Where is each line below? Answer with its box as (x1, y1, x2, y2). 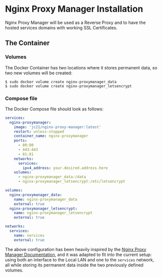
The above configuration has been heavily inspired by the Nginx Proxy (5, 246, 146, 252)
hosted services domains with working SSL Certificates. (5, 24, 118, 30)
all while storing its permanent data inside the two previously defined (5, 262, 144, 268)
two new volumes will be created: (5, 70, 72, 76)
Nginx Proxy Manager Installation (5, 3, 143, 15)
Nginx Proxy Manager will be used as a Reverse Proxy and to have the (5, 20, 146, 25)
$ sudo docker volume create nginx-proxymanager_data (5, 79, 117, 84)
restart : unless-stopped (14, 129, 64, 134)
